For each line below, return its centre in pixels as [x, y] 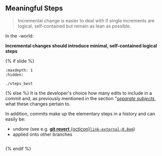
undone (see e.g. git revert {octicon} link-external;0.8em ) [74, 129]
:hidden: [15, 75]
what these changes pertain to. [38, 104]
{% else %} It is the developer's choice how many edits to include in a [79, 93]
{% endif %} [18, 148]
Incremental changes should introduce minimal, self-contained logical [81, 46]
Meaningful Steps [34, 8]
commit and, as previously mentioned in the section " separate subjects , [81, 98]
